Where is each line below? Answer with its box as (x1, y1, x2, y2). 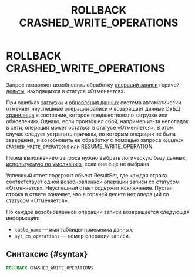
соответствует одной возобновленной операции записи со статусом (6, 178, 180, 185)
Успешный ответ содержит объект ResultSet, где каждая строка (6, 172, 167, 179)
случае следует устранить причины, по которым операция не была (6, 130, 176, 137)
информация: (6, 215, 40, 222)
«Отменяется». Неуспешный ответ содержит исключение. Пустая (6, 184, 173, 192)
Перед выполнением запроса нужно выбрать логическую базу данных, (6, 154, 187, 161)
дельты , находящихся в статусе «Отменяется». (6, 87, 125, 94)
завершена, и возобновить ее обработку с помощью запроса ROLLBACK (6, 136, 184, 143)
